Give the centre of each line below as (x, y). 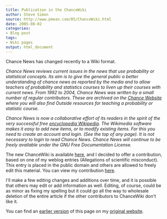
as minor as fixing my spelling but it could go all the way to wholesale (77, 190)
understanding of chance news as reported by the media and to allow (78, 82)
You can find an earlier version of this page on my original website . (75, 211)
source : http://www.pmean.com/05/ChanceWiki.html (59, 19)
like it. (12, 201)
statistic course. (22, 108)
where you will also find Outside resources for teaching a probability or (79, 103)
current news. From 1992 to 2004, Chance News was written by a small (80, 92)
